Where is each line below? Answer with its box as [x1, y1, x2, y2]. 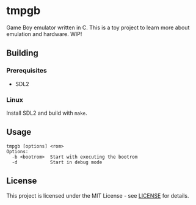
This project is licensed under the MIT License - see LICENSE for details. [6, 192, 189, 199]
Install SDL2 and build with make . [6, 109, 87, 117]
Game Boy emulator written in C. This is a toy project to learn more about [6, 24, 190, 31]
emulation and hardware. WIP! [6, 30, 82, 37]
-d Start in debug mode [12, 159, 103, 165]
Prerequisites [6, 67, 47, 75]
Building [6, 48, 38, 59]
